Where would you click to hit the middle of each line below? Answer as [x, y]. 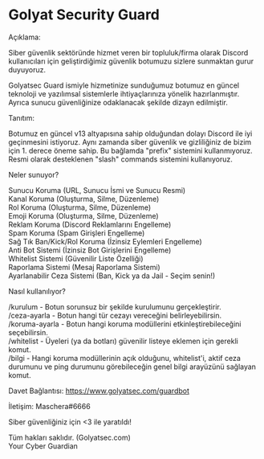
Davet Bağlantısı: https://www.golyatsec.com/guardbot [99, 391]
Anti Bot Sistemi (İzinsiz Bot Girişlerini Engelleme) [90, 250]
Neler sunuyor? [34, 174]
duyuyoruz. [27, 69]
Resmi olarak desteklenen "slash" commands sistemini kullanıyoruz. [120, 159]
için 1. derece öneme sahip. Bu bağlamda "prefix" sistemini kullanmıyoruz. [130, 150]
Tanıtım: [21, 117]
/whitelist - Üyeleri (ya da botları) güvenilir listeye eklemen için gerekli [123, 341]
